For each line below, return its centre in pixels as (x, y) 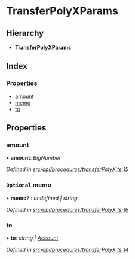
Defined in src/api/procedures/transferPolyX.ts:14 (67, 249)
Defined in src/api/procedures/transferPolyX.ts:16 (67, 209)
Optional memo (29, 185)
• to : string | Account (32, 238)
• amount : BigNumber (34, 158)
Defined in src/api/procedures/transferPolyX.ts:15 (67, 169)
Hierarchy (25, 33)
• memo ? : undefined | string (42, 198)
